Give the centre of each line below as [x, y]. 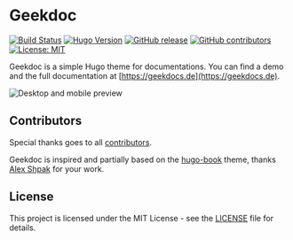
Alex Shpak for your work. [57, 168]
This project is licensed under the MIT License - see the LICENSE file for [141, 218]
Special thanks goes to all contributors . [81, 142]
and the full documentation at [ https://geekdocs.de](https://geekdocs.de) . [145, 75]
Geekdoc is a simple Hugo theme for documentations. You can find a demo [146, 66]
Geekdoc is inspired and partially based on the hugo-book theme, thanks [143, 159]
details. [23, 228]
